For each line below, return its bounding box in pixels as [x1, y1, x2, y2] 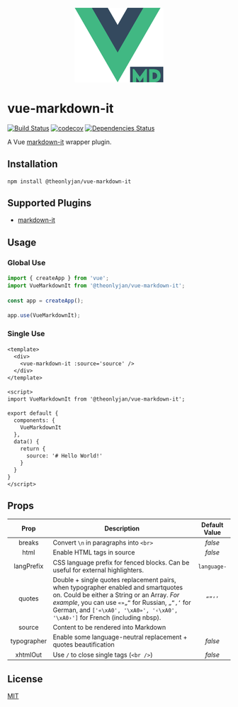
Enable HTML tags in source [52, 548, 135, 557]
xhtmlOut [15, 650, 42, 659]
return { [20, 445, 46, 452]
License [7, 673, 43, 685]
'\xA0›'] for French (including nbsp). [52, 613, 161, 621]
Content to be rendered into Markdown [52, 623, 166, 632]
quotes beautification [52, 640, 115, 649]
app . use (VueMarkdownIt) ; [7, 312, 81, 319]
